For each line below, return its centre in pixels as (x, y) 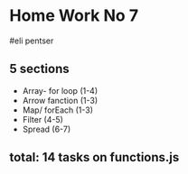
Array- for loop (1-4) (60, 90)
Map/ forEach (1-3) (57, 110)
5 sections (39, 69)
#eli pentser (32, 41)
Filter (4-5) (42, 119)
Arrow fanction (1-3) (60, 100)
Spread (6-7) (47, 129)
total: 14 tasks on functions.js (94, 157)
